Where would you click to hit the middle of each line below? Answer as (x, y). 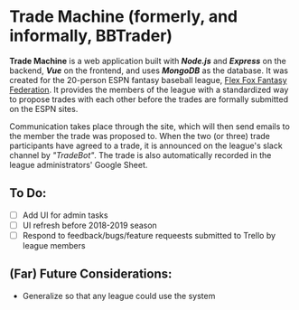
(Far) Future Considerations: (91, 274)
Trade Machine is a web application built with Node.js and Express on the (148, 61)
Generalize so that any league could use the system (119, 296)
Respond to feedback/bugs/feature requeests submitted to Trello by (149, 235)
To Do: (28, 193)
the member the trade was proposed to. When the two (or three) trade (140, 136)
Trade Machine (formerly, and (123, 17)
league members (54, 245)
